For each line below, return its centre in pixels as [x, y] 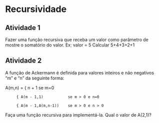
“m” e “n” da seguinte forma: [35, 78]
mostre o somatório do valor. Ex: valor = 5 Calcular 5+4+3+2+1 [70, 45]
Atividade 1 [23, 28]
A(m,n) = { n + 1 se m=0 [30, 87]
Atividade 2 [23, 61]
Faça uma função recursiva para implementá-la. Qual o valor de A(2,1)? [78, 115]
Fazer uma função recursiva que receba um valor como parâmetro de [77, 39]
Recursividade [36, 9]
